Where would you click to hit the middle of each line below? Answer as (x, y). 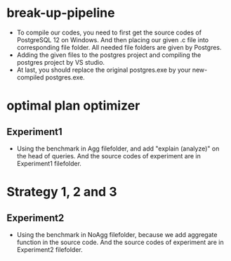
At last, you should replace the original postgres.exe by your (104, 70)
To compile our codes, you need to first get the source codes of (109, 32)
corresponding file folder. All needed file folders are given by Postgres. (119, 47)
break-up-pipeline (61, 13)
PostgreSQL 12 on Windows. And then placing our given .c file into (113, 39)
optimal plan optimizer (73, 106)
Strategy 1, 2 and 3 (62, 192)
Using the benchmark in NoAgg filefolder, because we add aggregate (117, 234)
